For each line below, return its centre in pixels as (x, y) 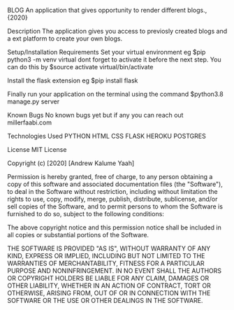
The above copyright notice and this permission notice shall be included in (114, 227)
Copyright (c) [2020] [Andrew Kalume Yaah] (71, 163)
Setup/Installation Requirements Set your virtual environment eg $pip (107, 52)
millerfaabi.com (30, 122)
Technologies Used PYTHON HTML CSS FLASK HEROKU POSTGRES (107, 136)
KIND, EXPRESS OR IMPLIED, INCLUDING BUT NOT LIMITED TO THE (106, 256)
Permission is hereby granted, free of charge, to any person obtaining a (110, 177)
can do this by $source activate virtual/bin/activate (80, 67)
